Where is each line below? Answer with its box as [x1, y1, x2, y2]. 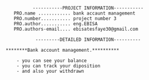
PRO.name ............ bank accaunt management [13, 10, 136, 16]
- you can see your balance [16, 58, 87, 64]
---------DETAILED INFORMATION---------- [35, 37, 141, 43]
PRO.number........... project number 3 [13, 16, 117, 22]
